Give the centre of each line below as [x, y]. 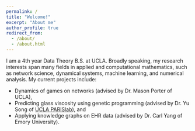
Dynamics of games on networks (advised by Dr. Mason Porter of [93, 91]
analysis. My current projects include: [51, 79]
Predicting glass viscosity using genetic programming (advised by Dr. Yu [102, 103]
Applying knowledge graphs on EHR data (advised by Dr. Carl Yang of [98, 115]
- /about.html [28, 44]
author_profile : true [32, 28]
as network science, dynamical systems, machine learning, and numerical [95, 73]
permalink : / [22, 11]
